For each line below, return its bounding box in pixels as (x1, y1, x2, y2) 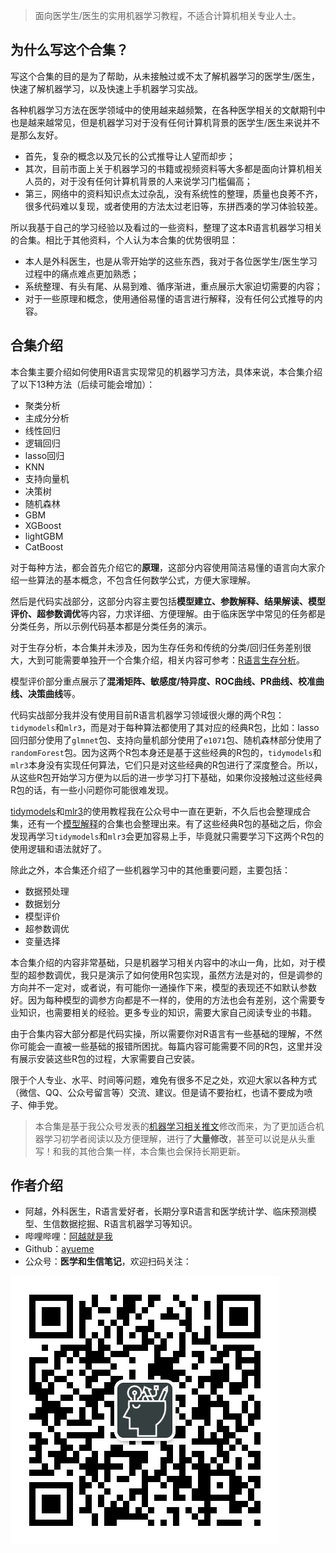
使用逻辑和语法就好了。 (10, 842, 107, 854)
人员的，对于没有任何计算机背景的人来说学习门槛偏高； (24, 175, 253, 187)
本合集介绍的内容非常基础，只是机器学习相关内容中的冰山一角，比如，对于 (10, 956, 317, 968)
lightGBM (24, 530, 64, 542)
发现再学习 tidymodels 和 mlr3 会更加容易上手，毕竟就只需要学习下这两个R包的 (10, 830, 325, 842)
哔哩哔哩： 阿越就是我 (24, 1230, 113, 1243)
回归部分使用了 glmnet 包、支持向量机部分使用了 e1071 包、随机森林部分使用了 (10, 734, 323, 746)
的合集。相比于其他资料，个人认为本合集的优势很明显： (10, 234, 238, 246)
